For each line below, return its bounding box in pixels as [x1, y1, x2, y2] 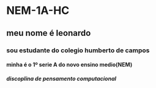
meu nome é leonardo [6, 28, 91, 38]
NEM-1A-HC [6, 4, 70, 18]
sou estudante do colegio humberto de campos [6, 46, 150, 55]
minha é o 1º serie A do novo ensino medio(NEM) [6, 61, 133, 69]
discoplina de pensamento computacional [6, 75, 117, 82]
